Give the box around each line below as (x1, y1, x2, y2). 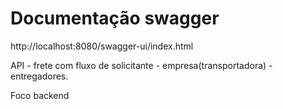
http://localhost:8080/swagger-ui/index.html (10, 40, 194, 52)
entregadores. (10, 70, 69, 82)
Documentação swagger (10, 7, 220, 30)
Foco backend (10, 89, 70, 101)
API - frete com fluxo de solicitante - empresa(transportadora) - (10, 59, 273, 71)
